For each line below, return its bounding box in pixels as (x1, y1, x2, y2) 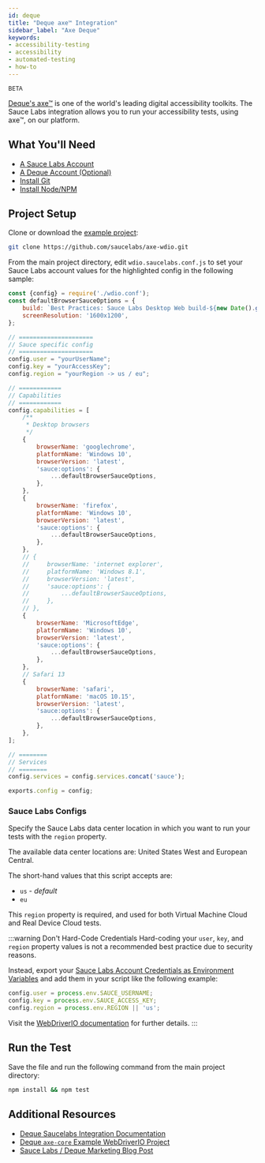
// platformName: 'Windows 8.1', (22, 568, 147, 576)
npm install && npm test (8, 1086, 90, 1094)
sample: (8, 274, 34, 284)
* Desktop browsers (25, 421, 90, 429)
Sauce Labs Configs (8, 806, 87, 817)
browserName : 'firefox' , (36, 501, 118, 509)
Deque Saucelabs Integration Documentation (19, 1128, 166, 1138)
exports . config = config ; (8, 787, 93, 795)
